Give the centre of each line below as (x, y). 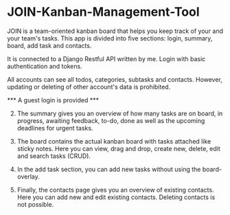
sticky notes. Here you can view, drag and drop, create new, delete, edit (119, 148)
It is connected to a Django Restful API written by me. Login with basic (106, 58)
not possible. (35, 204)
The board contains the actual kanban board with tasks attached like (114, 141)
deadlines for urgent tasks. (55, 128)
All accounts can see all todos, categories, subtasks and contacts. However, (115, 79)
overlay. (28, 177)
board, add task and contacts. (49, 45)
